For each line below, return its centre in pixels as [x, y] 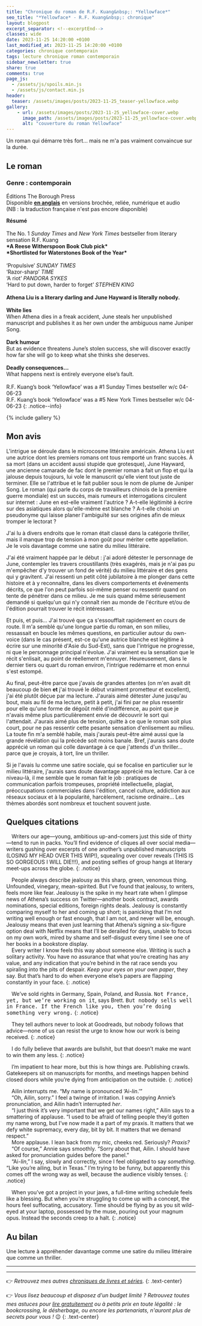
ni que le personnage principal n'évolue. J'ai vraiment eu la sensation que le [100, 652]
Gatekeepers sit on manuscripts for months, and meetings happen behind [97, 1073]
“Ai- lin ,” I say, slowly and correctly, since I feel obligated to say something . [103, 1162]
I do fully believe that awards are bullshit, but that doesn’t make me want [101, 1049]
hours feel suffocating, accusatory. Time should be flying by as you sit [93, 1205]
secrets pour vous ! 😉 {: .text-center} [53, 1317]
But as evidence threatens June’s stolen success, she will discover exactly [98, 348]
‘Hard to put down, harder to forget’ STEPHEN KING [70, 284]
